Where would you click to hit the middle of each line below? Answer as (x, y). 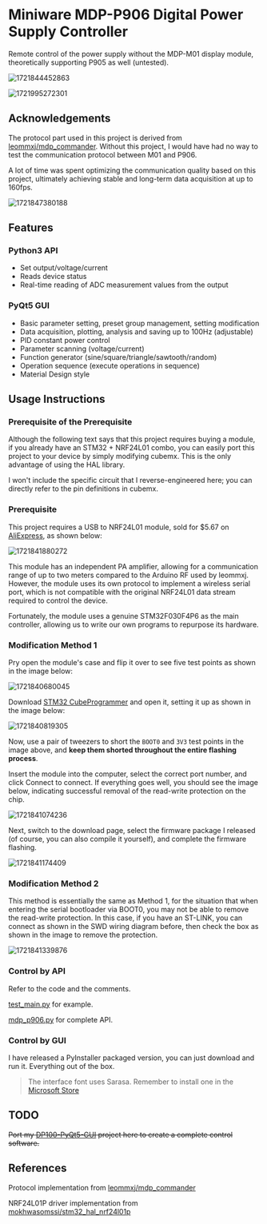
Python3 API (33, 251)
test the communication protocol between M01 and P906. (103, 154)
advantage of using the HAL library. (67, 464)
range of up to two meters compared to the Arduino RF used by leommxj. (129, 575)
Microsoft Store (54, 1090)
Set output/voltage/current (64, 268)
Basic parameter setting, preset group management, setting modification (139, 323)
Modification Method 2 (54, 883)
